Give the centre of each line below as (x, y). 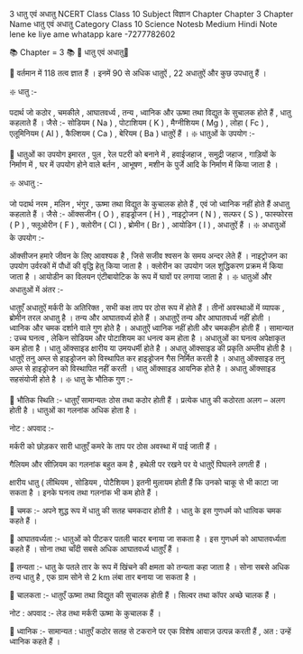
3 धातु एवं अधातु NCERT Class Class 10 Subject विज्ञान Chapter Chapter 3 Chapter (151, 14)
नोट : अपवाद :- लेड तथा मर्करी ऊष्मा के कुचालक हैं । (86, 613)
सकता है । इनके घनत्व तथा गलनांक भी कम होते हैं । (84, 493)
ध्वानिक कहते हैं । (35, 641)
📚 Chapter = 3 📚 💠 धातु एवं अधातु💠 (69, 52)
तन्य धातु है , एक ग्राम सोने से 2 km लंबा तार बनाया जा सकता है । (103, 577)
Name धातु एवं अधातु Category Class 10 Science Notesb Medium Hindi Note (143, 24)
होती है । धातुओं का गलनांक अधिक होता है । (73, 410)
